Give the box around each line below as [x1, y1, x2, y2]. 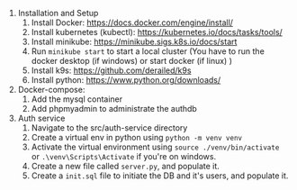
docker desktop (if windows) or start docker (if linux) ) [31, 56, 232, 66]
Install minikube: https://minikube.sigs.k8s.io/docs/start [31, 36, 238, 47]
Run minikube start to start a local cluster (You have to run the [31, 46, 265, 57]
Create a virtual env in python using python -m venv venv [31, 132, 243, 142]
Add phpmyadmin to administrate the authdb [31, 104, 198, 113]
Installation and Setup [17, 8, 99, 18]
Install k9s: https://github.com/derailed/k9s [31, 65, 192, 76]
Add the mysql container [31, 94, 123, 104]
